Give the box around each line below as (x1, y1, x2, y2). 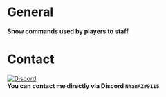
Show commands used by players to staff (7, 27, 129, 35)
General (7, 4, 54, 20)
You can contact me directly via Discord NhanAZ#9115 (7, 81, 160, 90)
